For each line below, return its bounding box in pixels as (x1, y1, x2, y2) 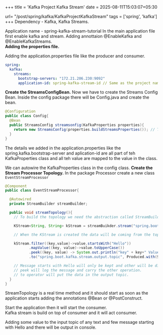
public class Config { (5, 114, 49, 119)
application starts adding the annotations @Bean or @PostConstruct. (5, 295, 143, 301)
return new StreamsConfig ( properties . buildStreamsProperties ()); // (14, 127, 155, 132)
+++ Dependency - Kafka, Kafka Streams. (5, 19, 89, 24)
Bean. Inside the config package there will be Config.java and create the (5, 94, 149, 100)
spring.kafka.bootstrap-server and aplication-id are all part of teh (5, 150, 136, 156)
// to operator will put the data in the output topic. (14, 272, 130, 277)
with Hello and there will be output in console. (5, 324, 97, 330)
